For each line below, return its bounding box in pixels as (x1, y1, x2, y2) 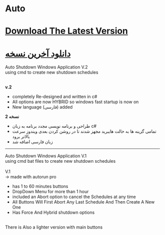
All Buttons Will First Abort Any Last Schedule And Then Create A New (12, 199, 155, 205)
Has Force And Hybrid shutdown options (12, 209, 95, 215)
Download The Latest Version (5, 26, 128, 37)
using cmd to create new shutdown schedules (5, 69, 99, 75)
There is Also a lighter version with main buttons (5, 224, 103, 230)
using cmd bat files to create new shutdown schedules (5, 158, 116, 164)
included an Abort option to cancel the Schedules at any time (12, 194, 136, 200)
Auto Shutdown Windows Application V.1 (5, 153, 87, 159)
